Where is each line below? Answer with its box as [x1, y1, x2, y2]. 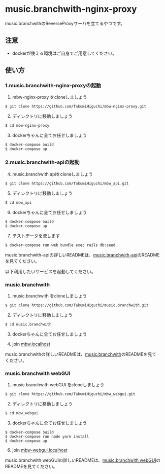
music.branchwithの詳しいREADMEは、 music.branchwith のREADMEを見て [5, 351, 157, 357]
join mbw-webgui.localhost [12, 447, 67, 453]
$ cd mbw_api [5, 200, 32, 205]
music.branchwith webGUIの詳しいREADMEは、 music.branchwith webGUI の [5, 457, 161, 463]
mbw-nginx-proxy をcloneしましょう [12, 94, 87, 100]
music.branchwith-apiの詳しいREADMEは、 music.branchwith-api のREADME [5, 252, 160, 257]
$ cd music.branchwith [5, 322, 52, 327]
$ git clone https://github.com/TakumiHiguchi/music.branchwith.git [5, 303, 149, 308]
